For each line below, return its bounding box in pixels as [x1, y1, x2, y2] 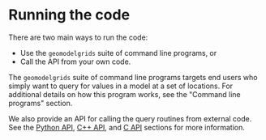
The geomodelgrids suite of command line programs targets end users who [8, 72, 258, 82]
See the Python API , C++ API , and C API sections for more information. [8, 122, 245, 132]
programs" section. [8, 98, 73, 108]
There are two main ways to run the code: [8, 32, 148, 42]
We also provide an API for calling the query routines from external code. [8, 113, 252, 123]
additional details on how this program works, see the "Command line [8, 89, 241, 99]
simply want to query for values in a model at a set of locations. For [8, 81, 234, 91]
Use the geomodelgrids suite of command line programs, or [19, 48, 217, 57]
